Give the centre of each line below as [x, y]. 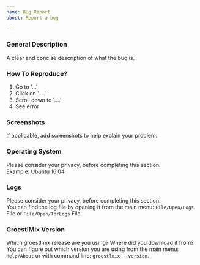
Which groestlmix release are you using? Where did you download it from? [100, 243]
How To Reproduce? [37, 73]
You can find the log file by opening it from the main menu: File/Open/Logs [100, 207]
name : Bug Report [28, 12]
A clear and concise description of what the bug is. [71, 58]
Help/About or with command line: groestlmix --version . [78, 256]
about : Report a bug [33, 18]
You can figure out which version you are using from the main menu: [93, 249]
